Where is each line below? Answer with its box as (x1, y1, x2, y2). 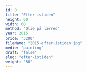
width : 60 (5, 21, 26, 27)
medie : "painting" (5, 45, 44, 50)
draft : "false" (5, 50, 37, 55)
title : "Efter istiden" (5, 12, 56, 17)
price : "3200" (5, 36, 35, 41)
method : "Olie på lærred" (5, 26, 60, 31)
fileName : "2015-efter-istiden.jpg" (5, 41, 82, 46)
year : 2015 (5, 31, 28, 36)
